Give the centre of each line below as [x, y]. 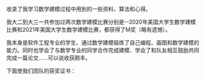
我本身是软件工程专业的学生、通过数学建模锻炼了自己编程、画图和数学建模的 [103, 42]
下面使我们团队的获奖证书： [41, 71]
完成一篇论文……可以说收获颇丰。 [49, 58]
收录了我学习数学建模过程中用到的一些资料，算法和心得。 [79, 9]
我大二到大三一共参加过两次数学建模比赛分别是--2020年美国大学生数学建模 [101, 22]
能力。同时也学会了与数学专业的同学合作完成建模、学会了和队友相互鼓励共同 [103, 50]
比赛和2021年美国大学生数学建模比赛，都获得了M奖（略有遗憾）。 [89, 30]
